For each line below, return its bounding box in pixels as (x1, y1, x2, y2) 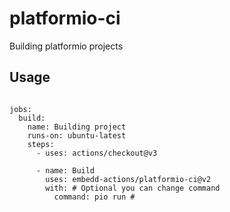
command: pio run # (53, 192, 136, 202)
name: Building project (27, 122, 127, 132)
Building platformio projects (9, 40, 124, 52)
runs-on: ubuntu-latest (27, 130, 127, 141)
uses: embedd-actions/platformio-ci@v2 (45, 174, 212, 184)
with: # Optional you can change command (45, 183, 221, 193)
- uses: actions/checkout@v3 (35, 148, 158, 158)
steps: (27, 139, 55, 149)
